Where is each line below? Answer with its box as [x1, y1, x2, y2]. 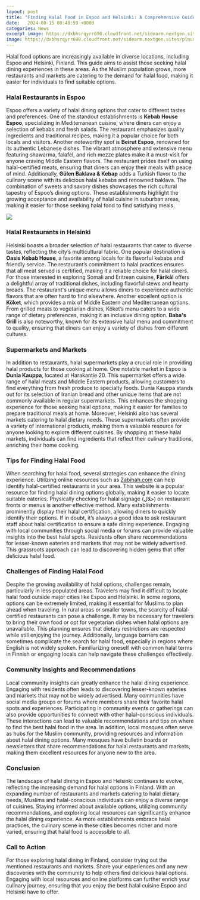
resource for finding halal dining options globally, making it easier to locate [6, 489, 189, 496]
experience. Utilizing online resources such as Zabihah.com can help [6, 476, 176, 484]
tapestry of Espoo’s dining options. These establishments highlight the [6, 189, 179, 196]
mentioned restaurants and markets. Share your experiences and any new [6, 863, 187, 870]
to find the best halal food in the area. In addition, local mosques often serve [6, 723, 193, 730]
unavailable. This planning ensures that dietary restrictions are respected [6, 625, 186, 632]
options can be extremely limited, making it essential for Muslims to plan [6, 600, 183, 607]
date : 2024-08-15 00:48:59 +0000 [6, 20, 95, 26]
